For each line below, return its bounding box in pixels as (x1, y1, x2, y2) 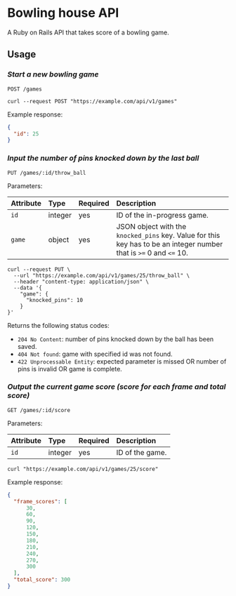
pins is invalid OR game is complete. (17, 364, 123, 373)
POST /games (7, 86, 42, 93)
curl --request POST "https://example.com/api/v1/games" (7, 98, 178, 105)
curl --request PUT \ (7, 265, 71, 273)
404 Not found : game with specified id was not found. (17, 350, 173, 358)
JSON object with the (116, 221, 187, 231)
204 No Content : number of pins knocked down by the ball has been (17, 335, 214, 343)
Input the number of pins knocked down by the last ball (7, 153, 199, 163)
